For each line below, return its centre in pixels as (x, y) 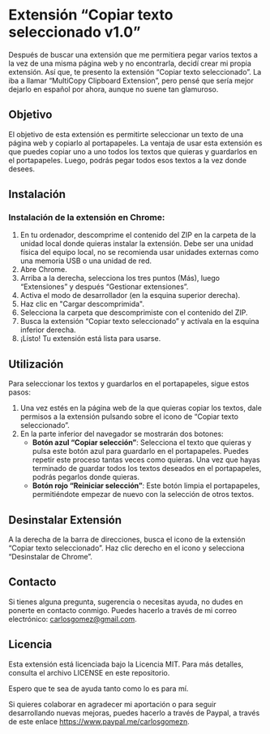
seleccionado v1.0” (75, 32)
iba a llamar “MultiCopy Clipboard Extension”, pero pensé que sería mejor (131, 80)
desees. (21, 169)
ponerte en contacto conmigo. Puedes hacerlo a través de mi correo (123, 610)
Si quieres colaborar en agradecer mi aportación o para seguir (112, 704)
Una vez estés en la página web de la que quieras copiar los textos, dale (141, 408)
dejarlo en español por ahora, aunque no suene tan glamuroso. (114, 89)
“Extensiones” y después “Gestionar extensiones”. (104, 287)
